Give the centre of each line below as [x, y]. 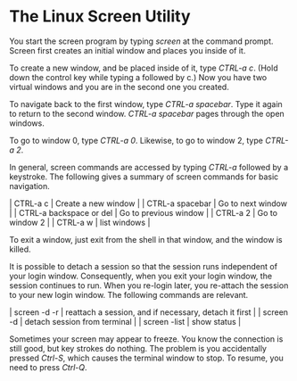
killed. [20, 249]
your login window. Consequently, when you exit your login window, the [141, 276]
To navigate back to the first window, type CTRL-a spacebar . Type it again [146, 104]
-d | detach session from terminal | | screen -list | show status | [125, 321]
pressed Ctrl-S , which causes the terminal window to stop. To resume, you [146, 358]
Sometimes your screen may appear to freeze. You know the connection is [146, 339]
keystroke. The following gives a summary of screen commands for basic [144, 177]
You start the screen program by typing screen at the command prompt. [141, 41]
